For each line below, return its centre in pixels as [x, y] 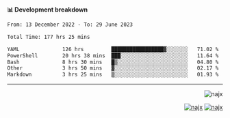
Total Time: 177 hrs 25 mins [49, 37]
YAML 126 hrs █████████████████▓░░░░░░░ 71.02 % [113, 49]
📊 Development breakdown [47, 10]
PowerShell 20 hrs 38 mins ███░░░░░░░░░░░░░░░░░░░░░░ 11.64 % [113, 56]
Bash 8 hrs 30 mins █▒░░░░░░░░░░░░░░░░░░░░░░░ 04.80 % [113, 62]
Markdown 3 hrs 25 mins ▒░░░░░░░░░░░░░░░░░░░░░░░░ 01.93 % [113, 75]
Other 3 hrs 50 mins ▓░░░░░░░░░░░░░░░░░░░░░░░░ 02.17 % [113, 68]
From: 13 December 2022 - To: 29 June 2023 [70, 25]
